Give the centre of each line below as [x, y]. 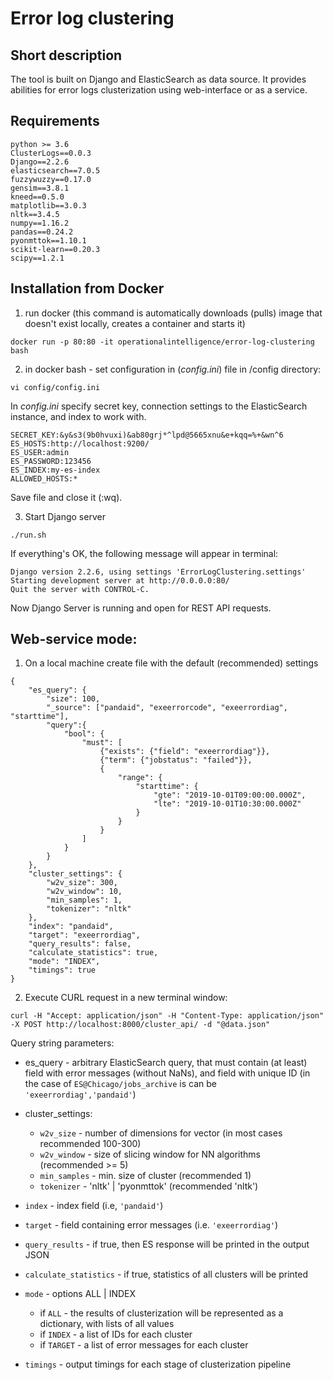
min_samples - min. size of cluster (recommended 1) [145, 1176]
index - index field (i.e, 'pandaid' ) [94, 1206]
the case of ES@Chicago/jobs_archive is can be [121, 1084]
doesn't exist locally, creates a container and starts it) [135, 323]
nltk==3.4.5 [35, 214]
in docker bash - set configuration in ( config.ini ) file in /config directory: [173, 369]
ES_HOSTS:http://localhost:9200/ [80, 443]
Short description [66, 55]
